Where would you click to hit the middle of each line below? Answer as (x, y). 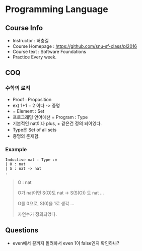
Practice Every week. (34, 57)
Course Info (24, 28)
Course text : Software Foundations (49, 52)
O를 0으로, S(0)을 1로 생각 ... (46, 203)
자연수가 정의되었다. (37, 214)
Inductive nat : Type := (31, 160)
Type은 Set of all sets (34, 130)
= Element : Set (28, 111)
